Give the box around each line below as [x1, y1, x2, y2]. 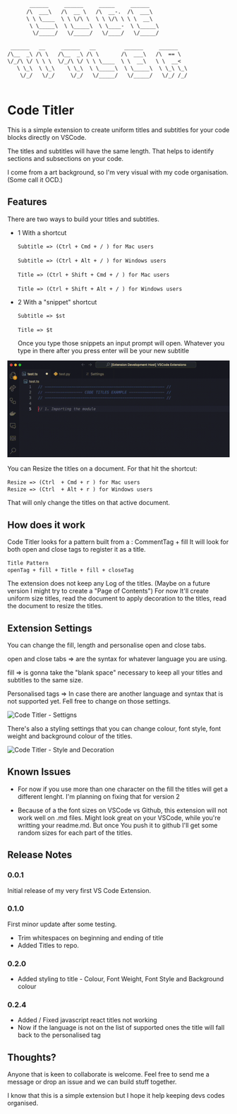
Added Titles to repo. [17, 941, 80, 949]
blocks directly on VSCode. [7, 133, 87, 141]
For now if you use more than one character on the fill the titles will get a [17, 785, 228, 793]
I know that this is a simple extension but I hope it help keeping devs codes [7, 1091, 225, 1100]
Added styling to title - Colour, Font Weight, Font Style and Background [17, 975, 224, 983]
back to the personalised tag [17, 1031, 101, 1039]
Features [7, 196, 47, 208]
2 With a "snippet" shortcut [17, 297, 97, 306]
